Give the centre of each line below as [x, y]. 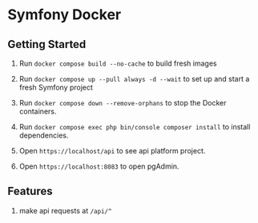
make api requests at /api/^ [65, 210]
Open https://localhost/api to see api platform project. [112, 151]
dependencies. [44, 135]
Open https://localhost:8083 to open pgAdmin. [99, 166]
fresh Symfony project [56, 87]
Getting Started [47, 44]
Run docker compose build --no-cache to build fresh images [118, 63]
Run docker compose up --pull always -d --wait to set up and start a [134, 79]
